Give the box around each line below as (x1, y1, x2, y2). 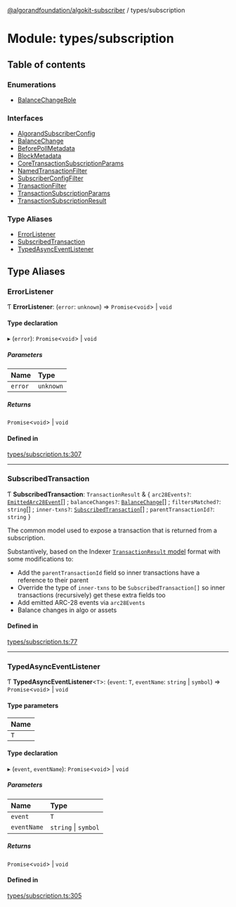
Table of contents (7, 58, 86, 70)
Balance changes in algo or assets (17, 606, 117, 614)
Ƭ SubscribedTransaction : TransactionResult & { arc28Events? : (7, 489, 192, 499)
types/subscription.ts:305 (7, 891, 82, 900)
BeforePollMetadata (17, 144, 75, 153)
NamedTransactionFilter (17, 167, 88, 175)
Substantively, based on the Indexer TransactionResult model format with (7, 547, 221, 556)
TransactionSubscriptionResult (17, 196, 107, 205)
